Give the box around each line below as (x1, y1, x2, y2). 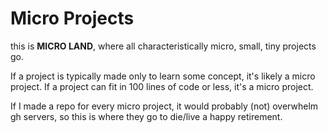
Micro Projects (10, 7, 135, 30)
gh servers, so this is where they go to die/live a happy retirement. (10, 110, 283, 122)
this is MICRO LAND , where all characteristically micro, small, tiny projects (10, 40, 317, 52)
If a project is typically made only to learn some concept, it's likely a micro (10, 70, 316, 82)
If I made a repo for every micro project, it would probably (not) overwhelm (10, 100, 319, 112)
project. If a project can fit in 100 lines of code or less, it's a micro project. (10, 80, 314, 92)
